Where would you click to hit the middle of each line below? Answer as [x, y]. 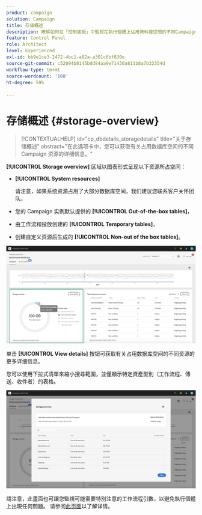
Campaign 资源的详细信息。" [57, 154]
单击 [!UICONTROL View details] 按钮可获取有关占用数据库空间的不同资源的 [101, 354]
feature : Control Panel [36, 38]
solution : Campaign [31, 19]
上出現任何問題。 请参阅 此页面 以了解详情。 [60, 506]
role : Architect [26, 44]
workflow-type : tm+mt [33, 70]
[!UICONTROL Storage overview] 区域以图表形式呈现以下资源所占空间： [96, 167]
